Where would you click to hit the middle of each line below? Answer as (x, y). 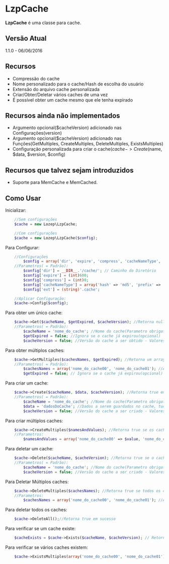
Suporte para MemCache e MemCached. (55, 182)
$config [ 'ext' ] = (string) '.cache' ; (62, 290)
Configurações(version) (37, 133)
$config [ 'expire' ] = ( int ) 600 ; (56, 275)
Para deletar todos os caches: (36, 510)
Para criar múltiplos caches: (34, 421)
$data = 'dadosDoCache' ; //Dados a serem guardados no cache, (90, 406)
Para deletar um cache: (29, 449)
